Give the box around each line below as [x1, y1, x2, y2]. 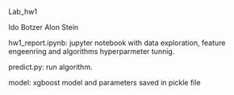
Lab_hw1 [8, 7, 38, 16]
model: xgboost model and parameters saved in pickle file [8, 78, 201, 87]
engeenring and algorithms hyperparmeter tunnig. [8, 47, 175, 56]
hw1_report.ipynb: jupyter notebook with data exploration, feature [8, 38, 226, 47]
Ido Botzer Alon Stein [8, 23, 79, 31]
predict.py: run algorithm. [8, 62, 93, 72]
